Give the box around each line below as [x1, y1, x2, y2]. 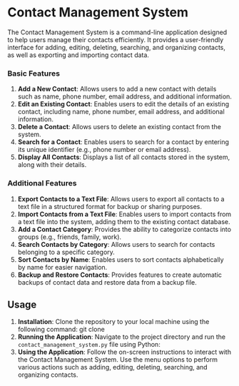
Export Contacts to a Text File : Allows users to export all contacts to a [17, 194, 225, 203]
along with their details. [17, 161, 87, 169]
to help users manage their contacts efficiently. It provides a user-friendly [7, 35, 224, 44]
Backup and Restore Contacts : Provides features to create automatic [17, 270, 223, 279]
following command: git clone [17, 325, 105, 334]
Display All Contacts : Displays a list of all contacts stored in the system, [17, 153, 230, 161]
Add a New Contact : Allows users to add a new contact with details [17, 85, 217, 93]
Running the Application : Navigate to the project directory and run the [17, 332, 226, 341]
